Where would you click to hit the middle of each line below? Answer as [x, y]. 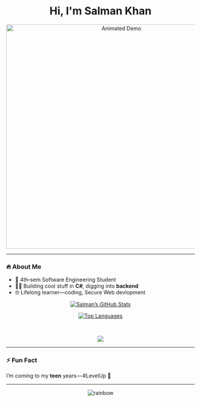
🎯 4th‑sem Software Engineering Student [66, 280]
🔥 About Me [24, 266]
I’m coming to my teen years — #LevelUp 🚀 [59, 376]
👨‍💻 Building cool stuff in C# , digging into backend [77, 286]
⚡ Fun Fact [22, 360]
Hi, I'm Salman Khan [100, 11]
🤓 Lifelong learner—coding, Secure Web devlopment [80, 293]
